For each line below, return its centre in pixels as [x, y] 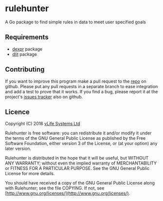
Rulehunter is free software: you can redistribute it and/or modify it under [78, 133]
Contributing [25, 69]
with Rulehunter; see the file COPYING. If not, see [55, 188]
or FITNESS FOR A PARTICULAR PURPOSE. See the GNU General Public [77, 168]
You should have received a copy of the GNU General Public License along [80, 183]
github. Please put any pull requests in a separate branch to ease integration [81, 86]
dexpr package [27, 49]
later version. [18, 148]
